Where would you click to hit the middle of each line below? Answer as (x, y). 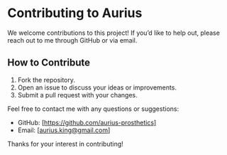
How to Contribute (49, 63)
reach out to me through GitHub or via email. (72, 40)
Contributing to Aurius (75, 13)
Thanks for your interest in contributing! (66, 144)
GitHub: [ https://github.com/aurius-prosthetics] (87, 122)
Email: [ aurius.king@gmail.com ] (64, 130)
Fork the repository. (46, 80)
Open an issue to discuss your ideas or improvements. (97, 87)
